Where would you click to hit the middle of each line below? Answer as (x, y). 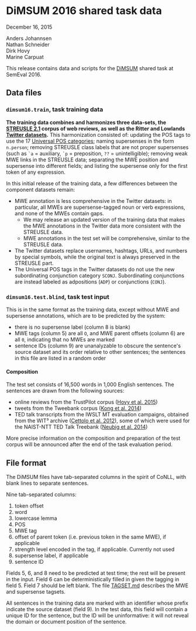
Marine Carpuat (25, 57)
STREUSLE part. (34, 263)
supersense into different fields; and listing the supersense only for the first (97, 165)
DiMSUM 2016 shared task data (84, 11)
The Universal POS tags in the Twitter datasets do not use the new (94, 269)
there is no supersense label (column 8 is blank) (72, 327)
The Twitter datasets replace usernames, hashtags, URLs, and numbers (101, 250)
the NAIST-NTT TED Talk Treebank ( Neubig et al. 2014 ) (81, 427)
